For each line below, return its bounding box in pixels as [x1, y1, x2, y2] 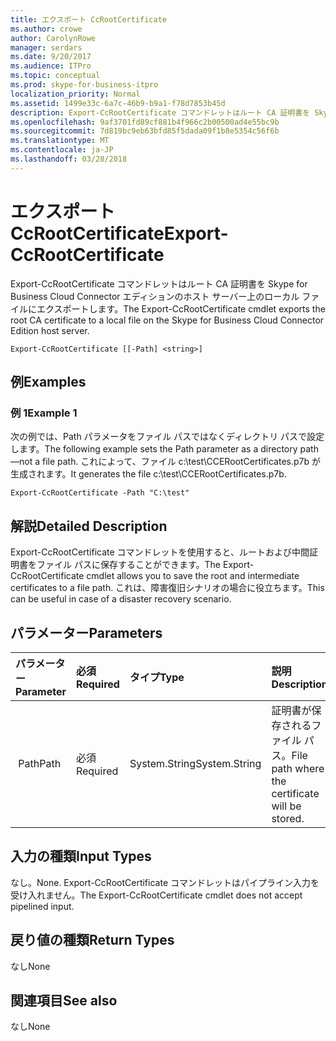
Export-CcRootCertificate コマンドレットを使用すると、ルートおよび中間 [10, 546, 310, 558]
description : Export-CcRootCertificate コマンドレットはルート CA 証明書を [10, 107, 311, 118]
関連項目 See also [10, 992, 118, 1010]
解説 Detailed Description [10, 517, 168, 535]
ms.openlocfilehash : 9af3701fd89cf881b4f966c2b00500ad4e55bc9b [10, 117, 280, 127]
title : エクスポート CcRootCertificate [10, 14, 167, 25]
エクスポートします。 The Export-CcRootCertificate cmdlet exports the [36, 302, 326, 315]
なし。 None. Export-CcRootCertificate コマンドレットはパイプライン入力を [10, 876, 320, 888]
